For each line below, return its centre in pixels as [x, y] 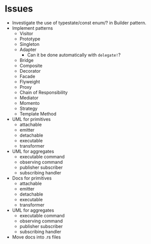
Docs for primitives [32, 178]
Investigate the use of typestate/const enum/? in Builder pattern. [79, 23]
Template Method [38, 113]
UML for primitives [31, 119]
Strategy [29, 108]
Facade [28, 76]
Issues [19, 9]
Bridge [27, 60]
